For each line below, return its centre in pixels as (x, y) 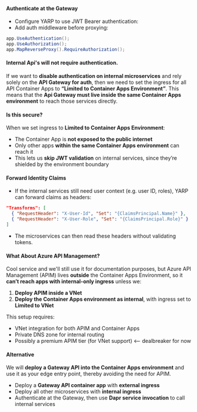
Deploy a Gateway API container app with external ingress (87, 385)
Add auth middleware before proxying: (61, 28)
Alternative (20, 354)
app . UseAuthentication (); (38, 38)
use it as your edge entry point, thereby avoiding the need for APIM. (88, 374)
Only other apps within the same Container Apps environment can (97, 145)
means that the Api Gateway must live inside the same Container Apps (94, 95)
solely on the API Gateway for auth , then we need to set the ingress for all (96, 82)
